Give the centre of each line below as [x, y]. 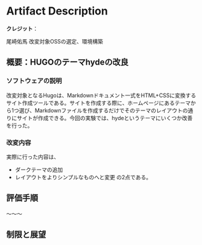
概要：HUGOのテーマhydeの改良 [67, 62]
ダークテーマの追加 [39, 170]
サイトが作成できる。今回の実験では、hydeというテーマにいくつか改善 [105, 118]
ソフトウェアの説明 [34, 81]
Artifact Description [57, 11]
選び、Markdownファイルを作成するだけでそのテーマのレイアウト [101, 110]
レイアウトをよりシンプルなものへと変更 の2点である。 [83, 177]
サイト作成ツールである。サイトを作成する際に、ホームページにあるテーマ [99, 103]
